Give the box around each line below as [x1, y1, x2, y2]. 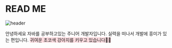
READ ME [5, 3, 46, 15]
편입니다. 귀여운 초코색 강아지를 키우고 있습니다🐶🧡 [10, 37, 111, 43]
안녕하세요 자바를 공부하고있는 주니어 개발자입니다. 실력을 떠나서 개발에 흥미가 [5, 30, 162, 36]
